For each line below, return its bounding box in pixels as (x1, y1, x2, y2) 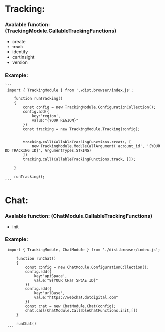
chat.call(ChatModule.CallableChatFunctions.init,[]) (25, 308, 138, 313)
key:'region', (31, 113, 61, 118)
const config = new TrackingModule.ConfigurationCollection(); (23, 105, 156, 110)
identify (12, 49, 28, 55)
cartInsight (12, 54, 35, 60)
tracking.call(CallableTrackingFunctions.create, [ (23, 140, 132, 144)
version (12, 59, 28, 65)
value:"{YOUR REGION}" (31, 118, 79, 123)
